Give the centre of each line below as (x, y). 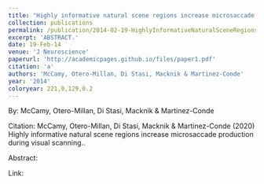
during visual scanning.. (47, 143)
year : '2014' (29, 81)
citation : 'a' (31, 67)
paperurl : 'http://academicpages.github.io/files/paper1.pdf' (112, 60)
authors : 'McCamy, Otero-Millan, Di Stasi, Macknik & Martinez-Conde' (126, 74)
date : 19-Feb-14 (35, 45)
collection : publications (50, 23)
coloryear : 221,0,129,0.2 (50, 88)
